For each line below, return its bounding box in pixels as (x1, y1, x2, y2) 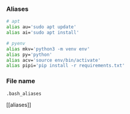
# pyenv (6, 40, 26, 46)
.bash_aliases (6, 91, 42, 97)
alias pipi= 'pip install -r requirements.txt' (6, 62, 125, 69)
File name (6, 77, 36, 85)
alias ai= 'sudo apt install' (6, 29, 79, 36)
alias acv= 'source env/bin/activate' (6, 57, 101, 63)
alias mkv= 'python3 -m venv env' (6, 46, 90, 52)
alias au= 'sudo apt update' (6, 24, 77, 30)
